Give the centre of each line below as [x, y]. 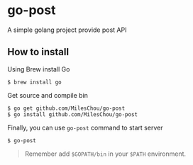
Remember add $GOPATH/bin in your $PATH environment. [105, 154]
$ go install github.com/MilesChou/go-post [73, 114]
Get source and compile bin [48, 95]
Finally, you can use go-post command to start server [85, 127]
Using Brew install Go [39, 69]
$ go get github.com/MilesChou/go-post [66, 108]
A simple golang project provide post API [67, 30]
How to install [38, 52]
